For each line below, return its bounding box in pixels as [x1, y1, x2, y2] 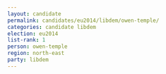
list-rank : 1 [7, 37, 46, 44]
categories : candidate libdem [7, 23, 97, 30]
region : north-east [7, 50, 65, 57]
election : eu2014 [7, 30, 59, 37]
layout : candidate [7, 10, 61, 18]
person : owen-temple [7, 43, 69, 50]
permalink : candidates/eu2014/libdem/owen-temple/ [7, 17, 160, 24]
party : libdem [7, 56, 49, 63]
